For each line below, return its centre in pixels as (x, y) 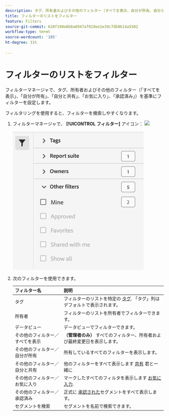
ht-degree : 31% (21, 43)
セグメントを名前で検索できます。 (99, 406)
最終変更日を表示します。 (94, 342)
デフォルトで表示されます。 (92, 305)
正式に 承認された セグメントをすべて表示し (108, 392)
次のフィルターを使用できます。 (46, 278)
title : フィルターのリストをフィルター (41, 16)
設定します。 (40, 102)
